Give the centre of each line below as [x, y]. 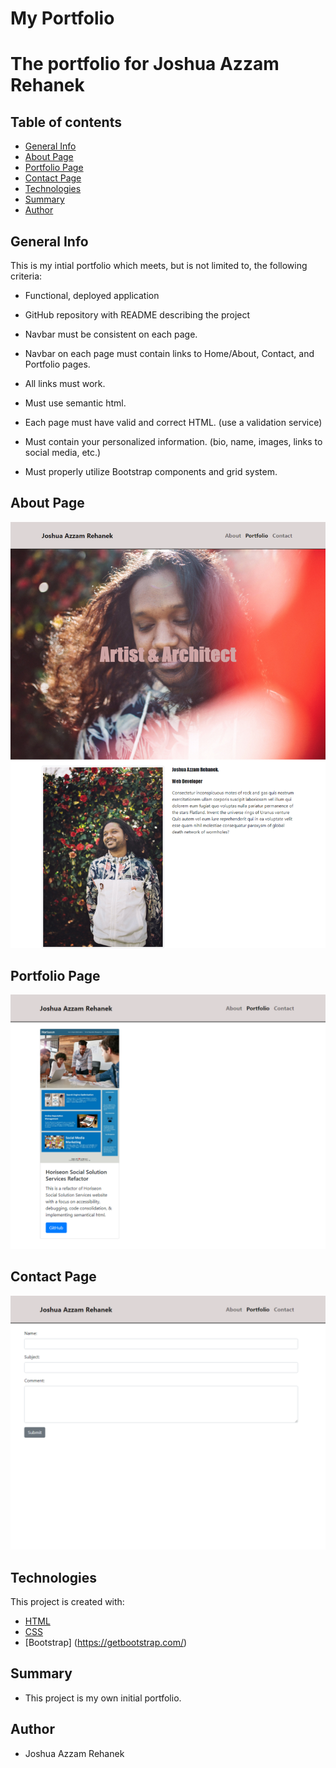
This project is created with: [67, 1602]
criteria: [26, 276]
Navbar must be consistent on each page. [111, 334]
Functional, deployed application [92, 295]
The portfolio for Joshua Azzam [145, 64]
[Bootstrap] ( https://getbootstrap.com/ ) [106, 1643]
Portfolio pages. [57, 364]
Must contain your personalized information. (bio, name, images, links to [173, 441]
